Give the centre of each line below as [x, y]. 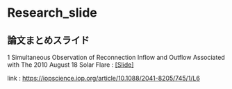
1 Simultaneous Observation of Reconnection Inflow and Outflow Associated [116, 57]
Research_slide [52, 13]
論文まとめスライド [48, 40]
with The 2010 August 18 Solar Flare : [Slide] [71, 65]
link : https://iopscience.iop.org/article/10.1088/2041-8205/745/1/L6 [103, 78]
